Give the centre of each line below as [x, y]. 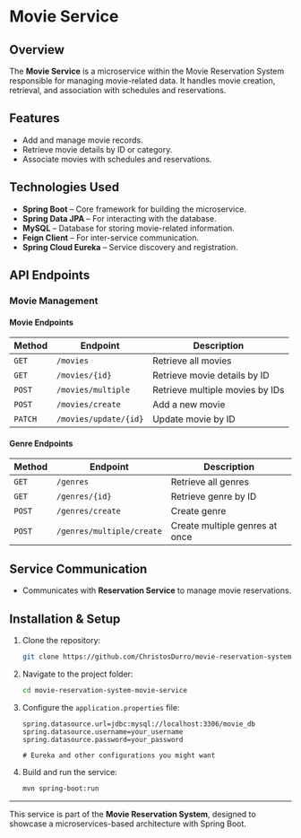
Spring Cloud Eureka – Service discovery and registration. [130, 247]
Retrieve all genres [210, 482]
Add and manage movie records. [82, 140]
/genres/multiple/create [110, 532]
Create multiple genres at [224, 526]
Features [34, 118]
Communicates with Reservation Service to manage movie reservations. [157, 590]
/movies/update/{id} [100, 419]
